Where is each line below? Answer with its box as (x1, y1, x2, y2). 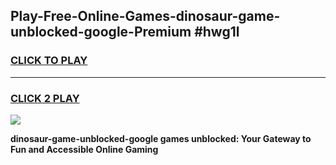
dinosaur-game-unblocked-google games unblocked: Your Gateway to (10, 132, 312, 144)
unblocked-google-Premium (10, 24, 192, 41)
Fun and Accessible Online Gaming (10, 143, 159, 155)
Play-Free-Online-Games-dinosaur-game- (10, 8, 281, 25)
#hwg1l (194, 24, 240, 41)
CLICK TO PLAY (10, 54, 88, 68)
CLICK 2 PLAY (10, 91, 80, 105)
